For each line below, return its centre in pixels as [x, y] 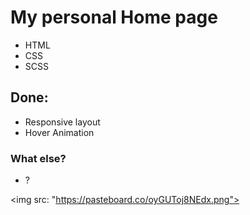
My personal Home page [114, 17]
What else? [38, 158]
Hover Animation [59, 132]
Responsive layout [62, 122]
